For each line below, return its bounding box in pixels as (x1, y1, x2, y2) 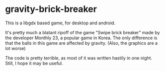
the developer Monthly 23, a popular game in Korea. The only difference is (5, 35, 158, 41)
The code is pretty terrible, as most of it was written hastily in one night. (5, 55, 153, 61)
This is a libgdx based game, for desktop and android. (5, 20, 116, 26)
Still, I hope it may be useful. (5, 60, 63, 66)
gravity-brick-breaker (5, 3, 97, 15)
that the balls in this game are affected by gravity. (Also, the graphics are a (5, 40, 158, 46)
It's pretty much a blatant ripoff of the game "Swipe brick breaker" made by (5, 29, 160, 35)
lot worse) (5, 45, 26, 51)
